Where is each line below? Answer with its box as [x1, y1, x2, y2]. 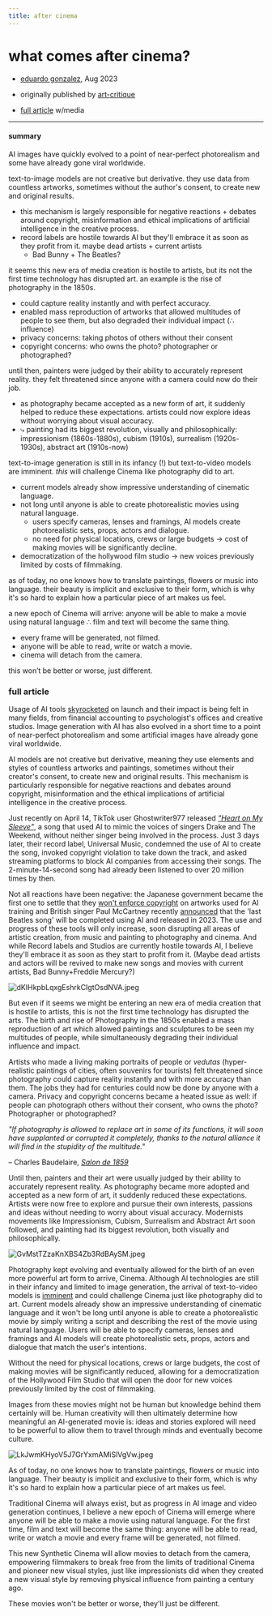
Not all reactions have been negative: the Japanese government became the [8, 889, 264, 899]
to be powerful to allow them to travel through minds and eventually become [8, 1425, 263, 1435]
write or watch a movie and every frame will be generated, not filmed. [8, 1533, 241, 1543]
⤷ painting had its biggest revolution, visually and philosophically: [19, 424, 237, 434]
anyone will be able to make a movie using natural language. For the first [8, 1515, 250, 1525]
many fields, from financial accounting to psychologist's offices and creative [8, 713, 263, 722]
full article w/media [19, 105, 85, 114]
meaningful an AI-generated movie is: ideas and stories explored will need [8, 1417, 257, 1427]
